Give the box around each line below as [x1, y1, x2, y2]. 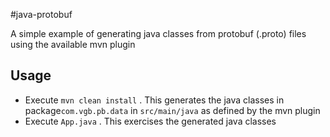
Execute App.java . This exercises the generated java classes [24, 115, 277, 127]
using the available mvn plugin [10, 39, 136, 50]
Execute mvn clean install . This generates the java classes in [24, 94, 285, 106]
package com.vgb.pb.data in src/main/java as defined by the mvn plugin [24, 104, 321, 116]
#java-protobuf [10, 9, 73, 20]
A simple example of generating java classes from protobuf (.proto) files [10, 28, 307, 39]
